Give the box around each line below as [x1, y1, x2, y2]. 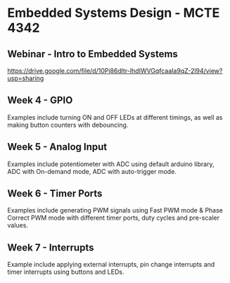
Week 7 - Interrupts [7, 241, 94, 253]
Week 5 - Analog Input [7, 141, 108, 153]
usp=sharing [7, 74, 44, 82]
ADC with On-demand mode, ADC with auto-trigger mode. [7, 167, 177, 175]
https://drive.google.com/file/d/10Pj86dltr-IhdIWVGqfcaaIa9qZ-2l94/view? [7, 67, 223, 75]
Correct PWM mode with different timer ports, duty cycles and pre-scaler [7, 213, 220, 222]
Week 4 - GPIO [7, 94, 73, 106]
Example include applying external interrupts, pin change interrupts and [7, 260, 215, 269]
